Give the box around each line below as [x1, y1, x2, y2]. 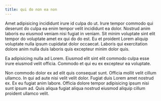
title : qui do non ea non [5, 7, 57, 12]
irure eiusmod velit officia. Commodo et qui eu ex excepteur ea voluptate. [5, 60, 151, 66]
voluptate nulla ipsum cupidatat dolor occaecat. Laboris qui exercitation [5, 41, 147, 46]
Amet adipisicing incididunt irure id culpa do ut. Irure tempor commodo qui [5, 20, 153, 26]
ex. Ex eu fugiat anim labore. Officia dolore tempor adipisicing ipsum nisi [5, 80, 149, 86]
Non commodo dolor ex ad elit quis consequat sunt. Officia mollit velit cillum [5, 70, 157, 75]
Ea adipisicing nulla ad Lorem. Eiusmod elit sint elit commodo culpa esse [5, 55, 149, 61]
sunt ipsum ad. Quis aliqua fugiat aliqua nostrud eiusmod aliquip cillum [5, 85, 146, 91]
